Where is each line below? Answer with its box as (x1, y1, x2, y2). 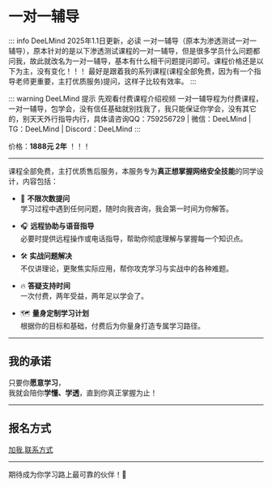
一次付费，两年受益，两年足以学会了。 (19, 291, 148, 300)
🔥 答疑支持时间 (19, 281, 71, 291)
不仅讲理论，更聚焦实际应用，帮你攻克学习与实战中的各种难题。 (19, 263, 233, 273)
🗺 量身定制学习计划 (19, 308, 89, 317)
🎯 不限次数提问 (19, 193, 70, 203)
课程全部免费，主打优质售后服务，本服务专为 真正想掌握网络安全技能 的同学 (8, 166, 257, 175)
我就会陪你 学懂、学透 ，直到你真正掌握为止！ (8, 387, 158, 398)
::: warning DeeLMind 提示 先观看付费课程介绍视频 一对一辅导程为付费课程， (8, 93, 263, 103)
